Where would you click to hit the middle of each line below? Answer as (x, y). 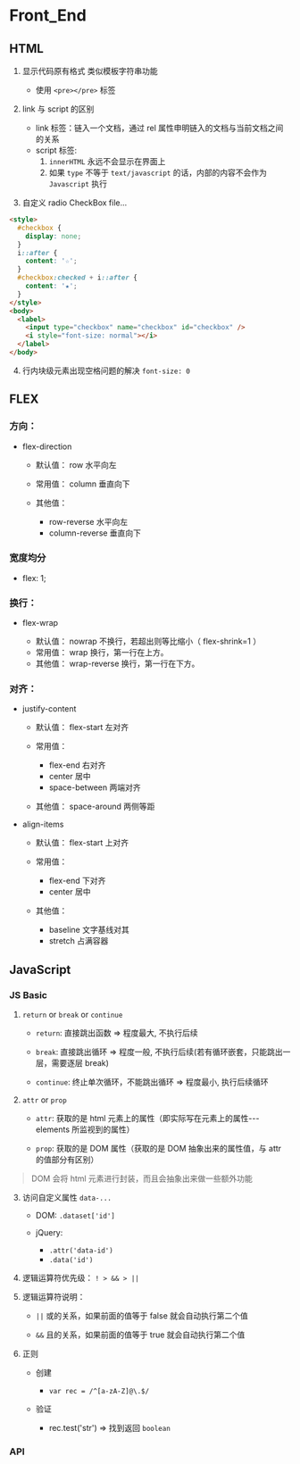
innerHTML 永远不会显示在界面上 (107, 161)
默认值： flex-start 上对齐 (82, 843)
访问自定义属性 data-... (67, 1198)
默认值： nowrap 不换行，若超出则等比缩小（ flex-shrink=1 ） (148, 641)
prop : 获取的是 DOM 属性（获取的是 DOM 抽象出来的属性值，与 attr (158, 1149)
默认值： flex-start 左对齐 (82, 728)
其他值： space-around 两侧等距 (95, 807)
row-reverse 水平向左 (88, 521)
